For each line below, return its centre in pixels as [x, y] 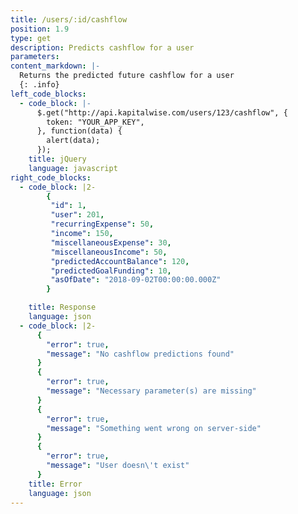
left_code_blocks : [48, 94]
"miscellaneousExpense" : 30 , [111, 242]
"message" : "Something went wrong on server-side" [154, 428]
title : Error [55, 484]
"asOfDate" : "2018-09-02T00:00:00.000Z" [136, 280]
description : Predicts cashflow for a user [102, 47]
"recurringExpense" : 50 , [102, 224]
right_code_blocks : [51, 177]
